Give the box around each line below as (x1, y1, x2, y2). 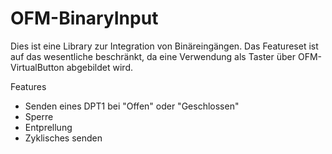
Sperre (24, 110, 54, 122)
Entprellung (24, 121, 73, 133)
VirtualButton (10, 61, 65, 73)
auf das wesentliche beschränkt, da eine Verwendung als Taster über (10, 50, 296, 62)
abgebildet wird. (66, 61, 133, 73)
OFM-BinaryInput (10, 7, 159, 30)
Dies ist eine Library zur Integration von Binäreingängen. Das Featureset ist (10, 40, 319, 52)
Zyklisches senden (24, 132, 103, 144)
